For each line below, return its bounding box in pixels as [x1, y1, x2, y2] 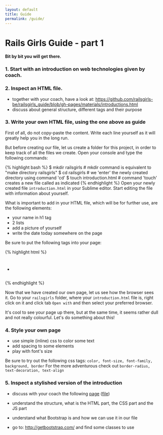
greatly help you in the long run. [5, 135, 69, 141]
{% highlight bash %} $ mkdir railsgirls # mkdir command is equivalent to [5, 164, 152, 170]
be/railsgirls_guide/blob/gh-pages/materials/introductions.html [12, 101, 138, 107]
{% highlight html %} [5, 249, 47, 255]
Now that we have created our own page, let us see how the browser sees [5, 290, 154, 296]
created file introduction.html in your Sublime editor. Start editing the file [5, 185, 153, 191]
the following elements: [5, 205, 52, 211]
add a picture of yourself [12, 225, 62, 230]
